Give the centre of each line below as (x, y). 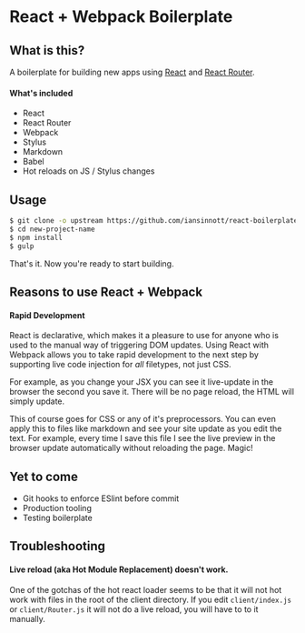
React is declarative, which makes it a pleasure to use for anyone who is (144, 336)
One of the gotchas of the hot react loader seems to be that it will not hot (146, 589)
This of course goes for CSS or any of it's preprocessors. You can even (143, 419)
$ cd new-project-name (52, 229)
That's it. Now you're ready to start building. (92, 263)
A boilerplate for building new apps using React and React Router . (133, 72)
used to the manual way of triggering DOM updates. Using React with (139, 345)
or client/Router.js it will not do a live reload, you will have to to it (134, 609)
